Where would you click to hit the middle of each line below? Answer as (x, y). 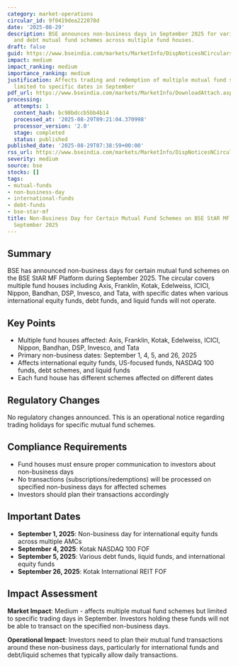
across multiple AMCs (50, 541)
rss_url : (20, 152)
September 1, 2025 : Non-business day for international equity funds (118, 533)
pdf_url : (20, 93)
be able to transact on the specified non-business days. (89, 626)
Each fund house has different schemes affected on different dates (115, 378)
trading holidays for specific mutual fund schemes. (81, 425)
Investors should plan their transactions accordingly (93, 494)
